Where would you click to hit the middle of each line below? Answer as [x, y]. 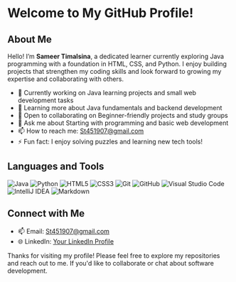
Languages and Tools [56, 167]
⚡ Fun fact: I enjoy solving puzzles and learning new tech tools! [110, 141]
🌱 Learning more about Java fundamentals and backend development [120, 108]
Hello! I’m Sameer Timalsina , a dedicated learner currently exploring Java [116, 56]
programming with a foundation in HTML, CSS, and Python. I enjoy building [117, 64]
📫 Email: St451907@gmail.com [64, 231]
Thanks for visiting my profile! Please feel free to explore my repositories [114, 255]
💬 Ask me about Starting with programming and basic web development [123, 123]
